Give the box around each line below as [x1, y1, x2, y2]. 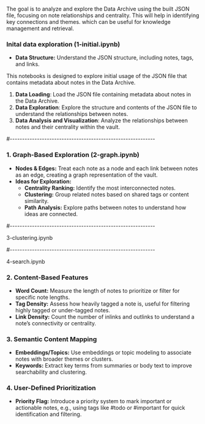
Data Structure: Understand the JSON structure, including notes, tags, [15, 54, 194, 61]
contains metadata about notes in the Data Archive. [6, 79, 136, 87]
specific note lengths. [15, 293, 70, 301]
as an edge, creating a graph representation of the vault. [15, 171, 158, 179]
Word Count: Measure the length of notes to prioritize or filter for [15, 287, 180, 294]
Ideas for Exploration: [15, 177, 72, 185]
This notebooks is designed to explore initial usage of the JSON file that [6, 72, 187, 80]
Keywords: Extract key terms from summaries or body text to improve [15, 362, 192, 369]
